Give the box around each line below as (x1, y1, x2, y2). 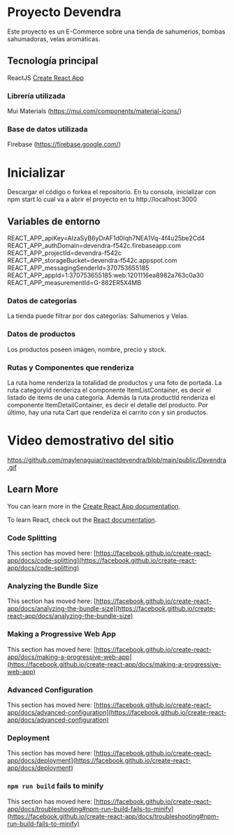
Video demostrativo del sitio (7, 433, 175, 449)
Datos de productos (7, 329, 75, 339)
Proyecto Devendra (7, 4, 122, 20)
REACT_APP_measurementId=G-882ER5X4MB (7, 279, 142, 287)
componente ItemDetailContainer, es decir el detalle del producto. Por (7, 400, 208, 409)
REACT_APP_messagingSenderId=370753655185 (7, 263, 149, 273)
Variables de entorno (7, 215, 101, 227)
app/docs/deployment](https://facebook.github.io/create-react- (7, 756, 191, 765)
